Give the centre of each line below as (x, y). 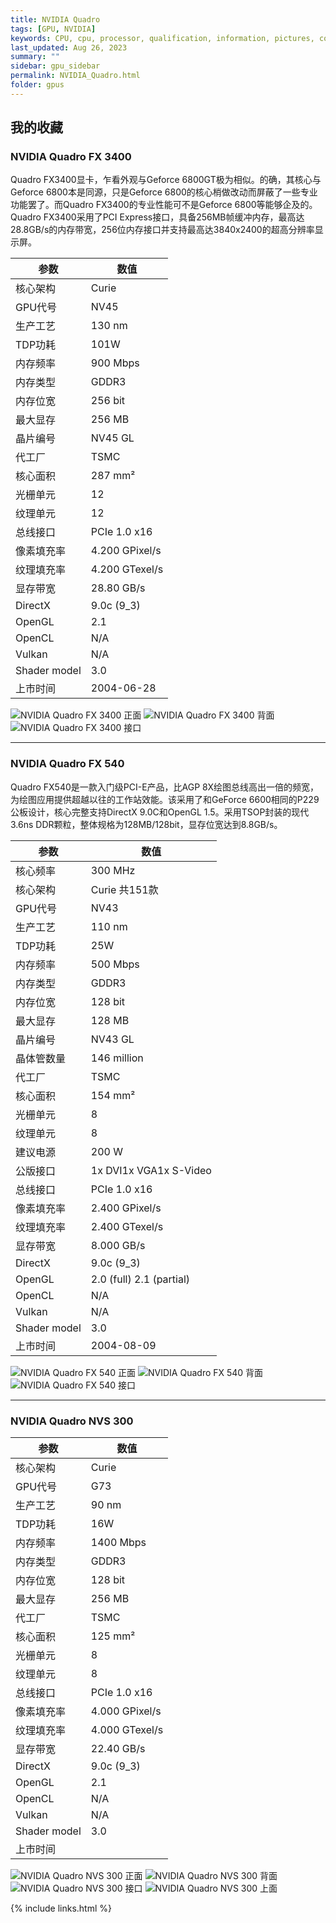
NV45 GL (112, 438)
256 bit (108, 401)
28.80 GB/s (118, 588)
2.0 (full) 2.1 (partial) (140, 1279)
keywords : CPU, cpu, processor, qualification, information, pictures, (162, 38)
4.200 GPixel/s (126, 551)
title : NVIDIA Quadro (55, 19)
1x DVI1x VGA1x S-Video (151, 1170)
